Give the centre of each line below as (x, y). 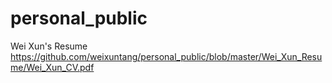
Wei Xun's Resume (49, 46)
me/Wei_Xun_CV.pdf (52, 67)
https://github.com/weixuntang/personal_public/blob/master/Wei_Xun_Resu (166, 56)
